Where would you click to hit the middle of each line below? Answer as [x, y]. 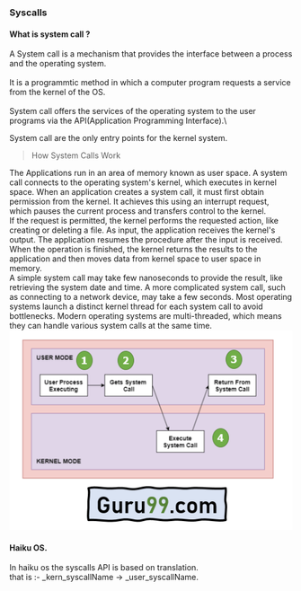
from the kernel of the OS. [58, 93]
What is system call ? [50, 34]
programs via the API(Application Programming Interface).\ [118, 121]
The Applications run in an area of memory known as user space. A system [148, 173]
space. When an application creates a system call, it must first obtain [137, 192]
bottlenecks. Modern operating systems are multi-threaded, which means [146, 316]
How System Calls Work [76, 155]
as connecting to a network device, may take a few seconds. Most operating [151, 297]
